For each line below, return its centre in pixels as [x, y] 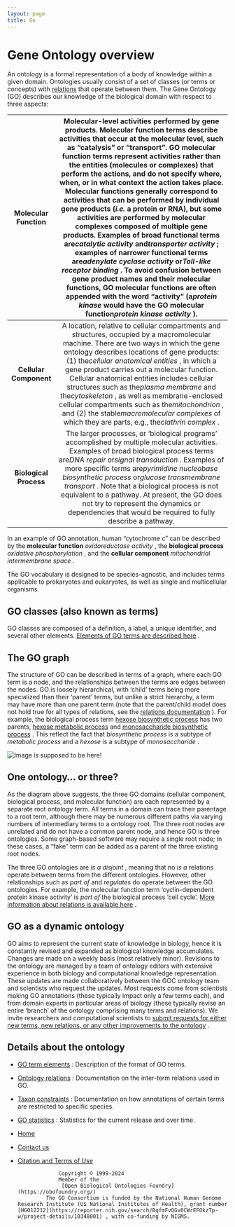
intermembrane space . [41, 561]
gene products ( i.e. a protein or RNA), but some [141, 209]
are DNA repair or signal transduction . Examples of [141, 460]
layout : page [26, 14]
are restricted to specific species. [65, 1106]
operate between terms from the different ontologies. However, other [107, 875]
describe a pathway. [141, 521]
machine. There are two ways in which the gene [141, 343]
